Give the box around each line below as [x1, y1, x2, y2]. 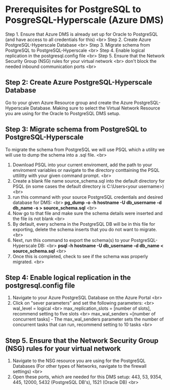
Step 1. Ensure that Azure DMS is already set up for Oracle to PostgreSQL [5, 31, 158, 37]
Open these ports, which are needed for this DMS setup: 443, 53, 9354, [12, 374, 163, 380]
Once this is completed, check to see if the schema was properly [12, 253, 148, 259]
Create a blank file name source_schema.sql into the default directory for [12, 178, 165, 184]
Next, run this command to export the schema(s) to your [12, 237, 130, 243]
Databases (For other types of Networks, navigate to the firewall [12, 363, 147, 369]
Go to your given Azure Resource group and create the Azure [5, 99, 133, 105]
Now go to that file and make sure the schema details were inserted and [12, 210, 163, 216]
